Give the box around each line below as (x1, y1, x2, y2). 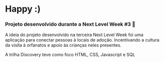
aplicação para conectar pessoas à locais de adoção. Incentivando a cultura (5, 37, 160, 43)
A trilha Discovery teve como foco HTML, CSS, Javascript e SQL (5, 52, 136, 58)
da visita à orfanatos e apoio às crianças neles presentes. (5, 42, 122, 48)
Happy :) (5, 3, 41, 15)
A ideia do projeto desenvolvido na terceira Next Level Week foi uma (5, 32, 144, 38)
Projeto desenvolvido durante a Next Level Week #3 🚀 (5, 21, 136, 28)
